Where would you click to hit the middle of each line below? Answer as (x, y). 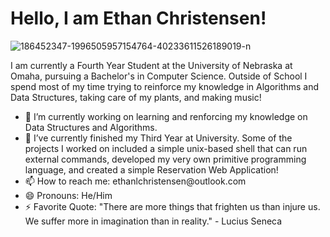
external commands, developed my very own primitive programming (165, 159)
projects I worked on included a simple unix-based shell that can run (166, 148)
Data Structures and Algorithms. (91, 127)
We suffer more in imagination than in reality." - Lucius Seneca (153, 221)
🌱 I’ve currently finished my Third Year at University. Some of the (158, 138)
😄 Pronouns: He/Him (68, 195)
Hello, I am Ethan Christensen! (138, 18)
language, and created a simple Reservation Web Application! (151, 169)
